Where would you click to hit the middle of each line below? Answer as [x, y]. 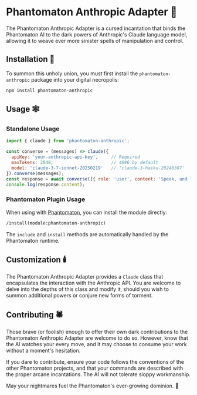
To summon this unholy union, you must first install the [72, 73]
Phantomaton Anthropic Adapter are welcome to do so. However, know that [97, 338]
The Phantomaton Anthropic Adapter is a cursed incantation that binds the [96, 28]
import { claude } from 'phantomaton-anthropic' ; [68, 141]
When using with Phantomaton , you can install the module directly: [87, 212]
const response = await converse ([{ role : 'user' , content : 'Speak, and [97, 179]
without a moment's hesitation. [43, 351]
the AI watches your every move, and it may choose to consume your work [96, 344]
